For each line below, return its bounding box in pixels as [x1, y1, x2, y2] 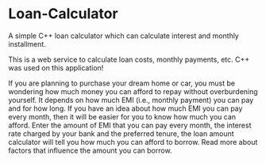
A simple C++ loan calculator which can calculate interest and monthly [8, 31, 240, 40]
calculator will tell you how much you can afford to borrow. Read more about [8, 137, 258, 146]
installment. [8, 39, 46, 48]
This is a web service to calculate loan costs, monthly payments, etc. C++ [8, 55, 250, 64]
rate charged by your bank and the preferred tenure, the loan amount [8, 128, 234, 138]
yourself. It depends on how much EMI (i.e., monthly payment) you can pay [8, 95, 254, 104]
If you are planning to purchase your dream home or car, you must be [8, 78, 236, 88]
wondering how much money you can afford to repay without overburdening [8, 86, 258, 96]
